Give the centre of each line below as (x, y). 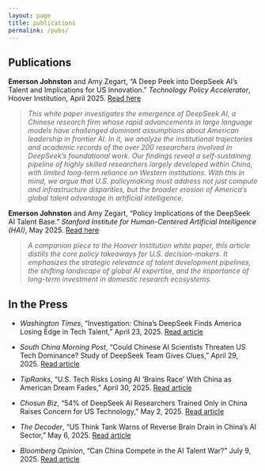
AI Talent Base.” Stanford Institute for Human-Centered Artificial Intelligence (132, 222)
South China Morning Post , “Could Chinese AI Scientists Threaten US (133, 347)
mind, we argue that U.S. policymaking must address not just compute (142, 181)
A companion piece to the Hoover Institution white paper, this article (139, 246)
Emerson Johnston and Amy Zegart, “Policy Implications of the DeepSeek (129, 213)
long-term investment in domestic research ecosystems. (119, 279)
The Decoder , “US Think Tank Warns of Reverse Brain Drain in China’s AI (138, 427)
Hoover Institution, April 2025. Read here (75, 98)
